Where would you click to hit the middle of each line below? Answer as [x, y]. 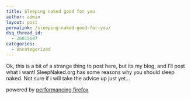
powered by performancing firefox [47, 89]
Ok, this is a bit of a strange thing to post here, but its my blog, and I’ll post [95, 66]
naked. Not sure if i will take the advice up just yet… [68, 78]
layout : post [22, 22]
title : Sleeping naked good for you [51, 11]
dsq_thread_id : [25, 33]
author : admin [23, 17]
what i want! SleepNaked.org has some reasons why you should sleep [91, 72]
